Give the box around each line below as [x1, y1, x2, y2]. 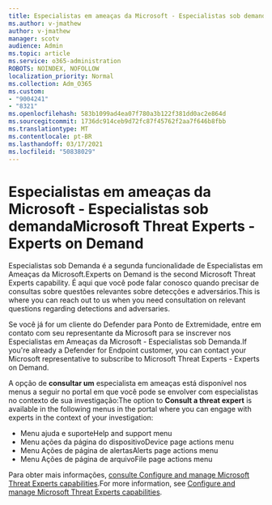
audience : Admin [8, 42, 63, 50]
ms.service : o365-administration [8, 58, 121, 66]
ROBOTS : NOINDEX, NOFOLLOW [8, 65, 100, 73]
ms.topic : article [8, 49, 70, 58]
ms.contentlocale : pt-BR [8, 132, 92, 140]
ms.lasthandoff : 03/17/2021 [8, 139, 104, 148]
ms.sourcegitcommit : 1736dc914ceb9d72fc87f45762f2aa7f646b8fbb [8, 118, 227, 126]
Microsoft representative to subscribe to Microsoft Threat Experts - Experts [8, 354, 261, 364]
